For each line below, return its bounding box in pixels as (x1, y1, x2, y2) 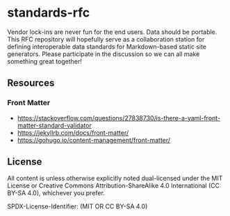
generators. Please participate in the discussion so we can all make (7, 50, 200, 58)
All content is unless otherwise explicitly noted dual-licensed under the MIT (7, 174, 223, 183)
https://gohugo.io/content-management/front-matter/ (17, 136, 171, 144)
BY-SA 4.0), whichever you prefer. (7, 189, 106, 197)
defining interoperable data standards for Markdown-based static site (7, 42, 207, 51)
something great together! (7, 57, 82, 65)
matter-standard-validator (17, 121, 92, 129)
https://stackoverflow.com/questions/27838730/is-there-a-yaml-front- (17, 114, 221, 122)
